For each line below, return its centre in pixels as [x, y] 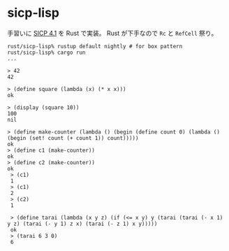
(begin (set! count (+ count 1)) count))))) [73, 138]
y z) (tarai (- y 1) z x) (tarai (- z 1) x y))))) [82, 224]
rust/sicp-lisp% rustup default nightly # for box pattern [95, 46]
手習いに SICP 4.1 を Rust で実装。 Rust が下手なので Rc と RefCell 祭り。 [112, 33]
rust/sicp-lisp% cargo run [46, 52]
